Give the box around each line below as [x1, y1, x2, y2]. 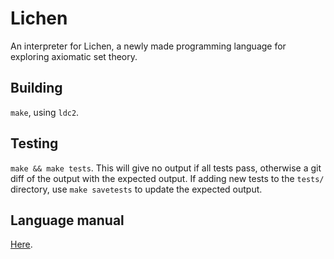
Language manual [10, 212, 125, 229]
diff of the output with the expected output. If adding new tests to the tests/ [10, 172, 325, 184]
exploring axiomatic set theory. [10, 50, 138, 62]
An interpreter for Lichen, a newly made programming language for [10, 40, 287, 52]
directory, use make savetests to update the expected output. [10, 183, 263, 195]
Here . [10, 238, 33, 251]
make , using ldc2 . [10, 106, 80, 118]
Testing [10, 135, 59, 152]
